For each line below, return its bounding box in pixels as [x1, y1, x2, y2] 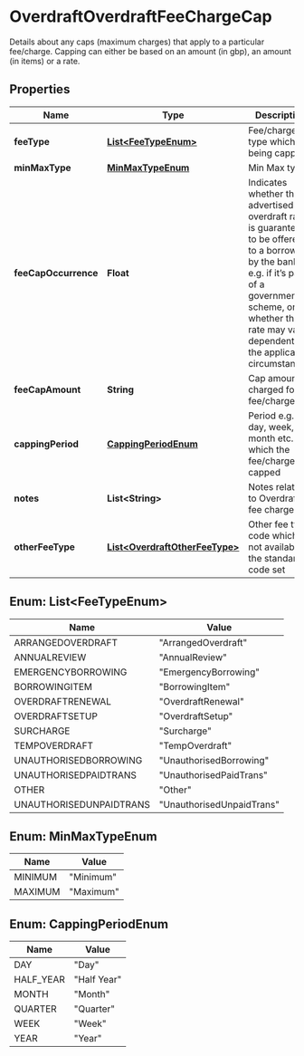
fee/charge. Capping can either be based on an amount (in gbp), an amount [9, 45, 292, 56]
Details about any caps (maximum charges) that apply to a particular [9, 36, 265, 47]
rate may [248, 323, 286, 336]
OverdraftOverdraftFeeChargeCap [9, 6, 273, 27]
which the [248, 443, 290, 456]
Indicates [248, 176, 288, 188]
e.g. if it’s [248, 266, 287, 279]
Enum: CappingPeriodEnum [9, 917, 169, 932]
